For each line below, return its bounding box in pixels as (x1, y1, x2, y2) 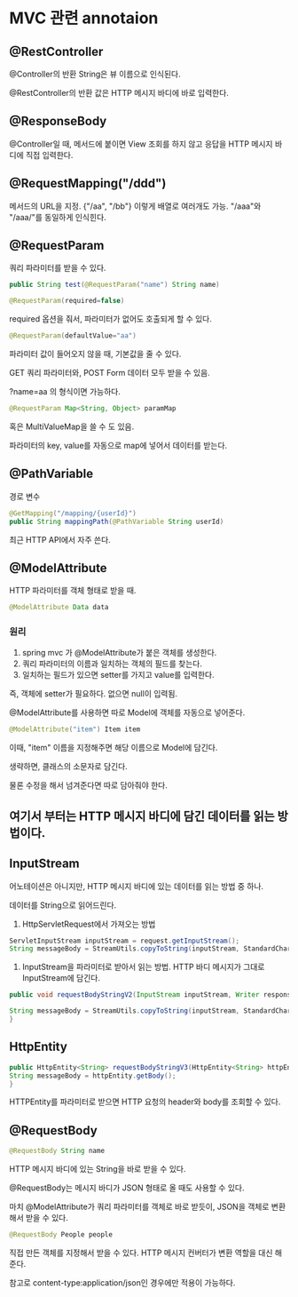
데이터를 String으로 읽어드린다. (9, 899, 117, 911)
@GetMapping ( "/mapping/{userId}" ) (9, 508, 137, 518)
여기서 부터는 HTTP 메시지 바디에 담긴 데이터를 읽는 (9, 808, 275, 824)
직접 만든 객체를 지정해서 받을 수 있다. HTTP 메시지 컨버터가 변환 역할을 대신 (9, 1247, 273, 1258)
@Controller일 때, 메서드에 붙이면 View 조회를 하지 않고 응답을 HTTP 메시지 (9, 139, 273, 149)
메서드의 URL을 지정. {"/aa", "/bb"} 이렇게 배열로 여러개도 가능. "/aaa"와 (9, 201, 262, 211)
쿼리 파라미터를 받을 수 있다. (9, 263, 106, 274)
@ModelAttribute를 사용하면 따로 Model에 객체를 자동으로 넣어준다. (9, 707, 246, 718)
